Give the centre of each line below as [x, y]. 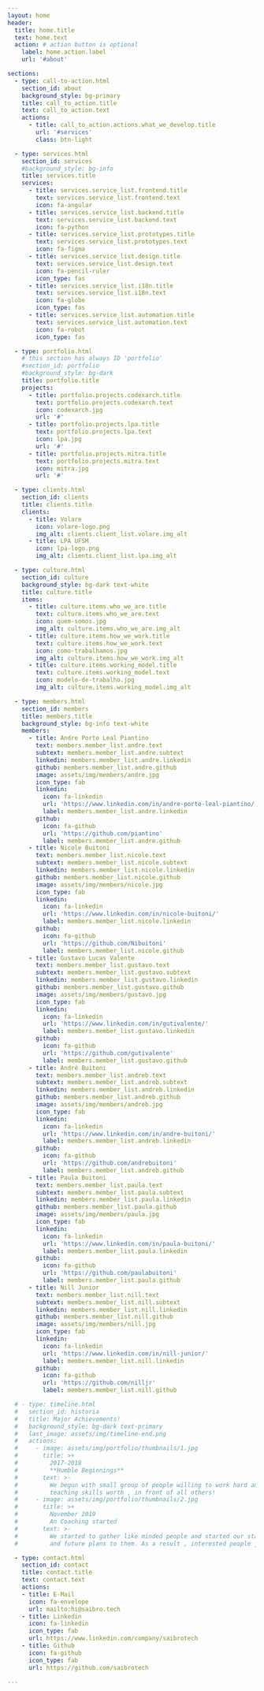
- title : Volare [55, 519]
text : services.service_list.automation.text [112, 322]
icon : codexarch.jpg [69, 410]
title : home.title [45, 30]
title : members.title [57, 716]
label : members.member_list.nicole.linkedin [117, 922]
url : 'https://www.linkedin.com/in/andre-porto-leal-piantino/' [150, 805]
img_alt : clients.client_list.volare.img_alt [112, 534]
